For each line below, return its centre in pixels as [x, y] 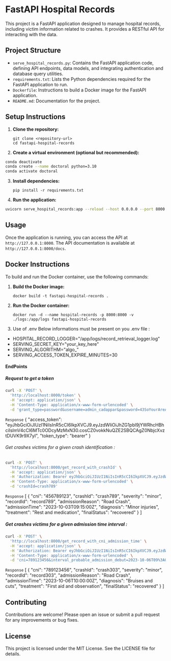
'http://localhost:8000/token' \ [45, 395]
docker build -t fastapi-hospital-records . [61, 296]
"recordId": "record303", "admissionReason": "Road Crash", [68, 575]
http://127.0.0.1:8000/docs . [36, 248]
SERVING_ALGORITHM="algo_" [46, 349]
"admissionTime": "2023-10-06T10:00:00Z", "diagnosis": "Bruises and [79, 581]
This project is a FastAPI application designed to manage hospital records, [83, 23]
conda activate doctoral [32, 171]
